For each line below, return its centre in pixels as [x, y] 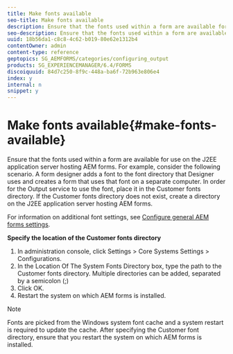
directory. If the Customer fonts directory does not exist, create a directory [114, 196]
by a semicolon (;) [43, 281]
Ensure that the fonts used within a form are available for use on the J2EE [112, 160]
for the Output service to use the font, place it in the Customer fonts [104, 189]
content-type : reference [43, 53]
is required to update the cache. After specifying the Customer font [103, 330]
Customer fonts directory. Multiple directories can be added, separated [119, 273]
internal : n [24, 85]
